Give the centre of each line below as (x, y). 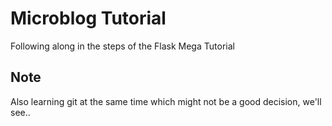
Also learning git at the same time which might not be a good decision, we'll (166, 101)
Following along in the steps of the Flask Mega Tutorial (122, 46)
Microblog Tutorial (88, 18)
